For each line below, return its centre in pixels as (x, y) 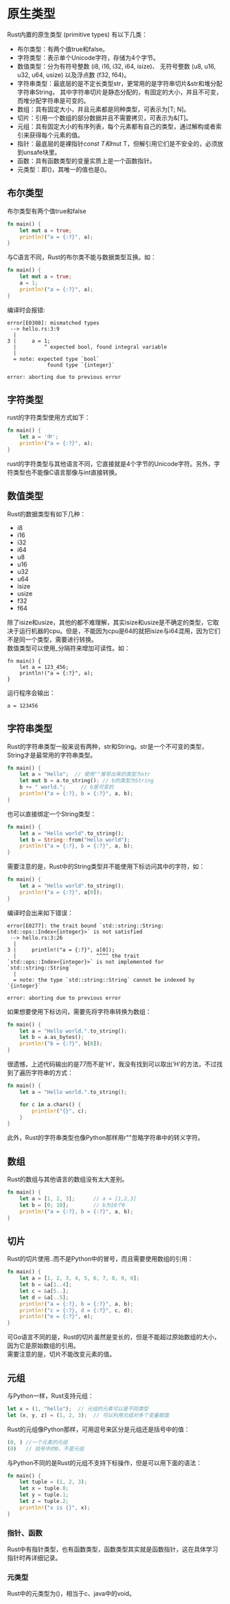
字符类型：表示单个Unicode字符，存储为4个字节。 (88, 57)
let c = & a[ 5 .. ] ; (44, 1291)
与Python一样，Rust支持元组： (50, 1396)
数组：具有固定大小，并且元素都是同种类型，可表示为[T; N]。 (103, 109)
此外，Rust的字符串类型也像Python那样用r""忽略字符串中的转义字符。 (106, 1138)
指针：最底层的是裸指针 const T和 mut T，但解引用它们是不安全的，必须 (117, 143)
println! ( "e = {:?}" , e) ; (57, 1317)
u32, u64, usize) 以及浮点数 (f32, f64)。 (73, 75)
